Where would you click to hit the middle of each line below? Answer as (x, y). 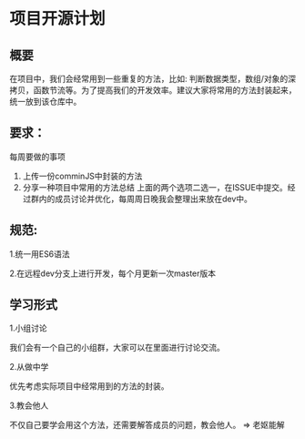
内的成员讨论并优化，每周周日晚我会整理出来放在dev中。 (146, 199)
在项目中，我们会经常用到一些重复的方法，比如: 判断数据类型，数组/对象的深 (153, 79)
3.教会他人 (29, 405)
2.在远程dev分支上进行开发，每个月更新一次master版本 (113, 273)
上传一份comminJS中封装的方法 (82, 176)
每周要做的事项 (37, 157)
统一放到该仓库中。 (46, 102)
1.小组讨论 (28, 328)
